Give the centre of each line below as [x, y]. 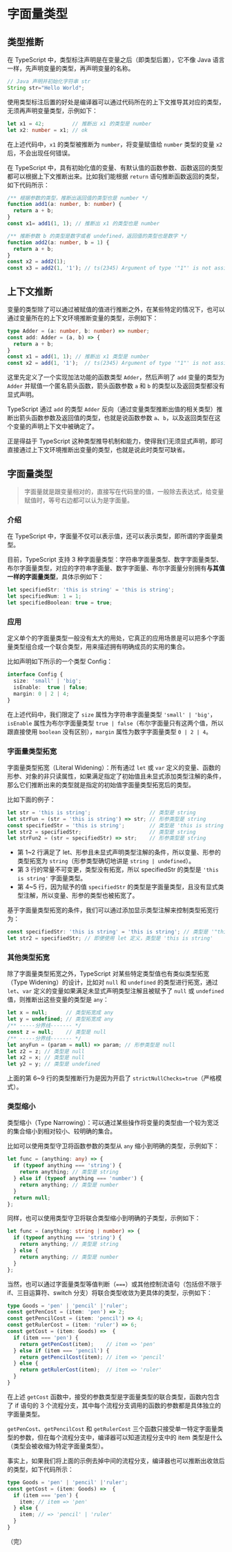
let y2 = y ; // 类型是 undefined [54, 1064]
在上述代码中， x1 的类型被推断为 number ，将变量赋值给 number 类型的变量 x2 [115, 144]
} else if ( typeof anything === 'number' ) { [78, 1179]
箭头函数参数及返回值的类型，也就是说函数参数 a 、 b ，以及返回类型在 [117, 418]
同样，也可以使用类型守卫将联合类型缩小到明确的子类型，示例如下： [104, 1218]
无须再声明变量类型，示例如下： [52, 111]
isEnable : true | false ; [51, 687]
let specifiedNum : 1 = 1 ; [44, 596]
